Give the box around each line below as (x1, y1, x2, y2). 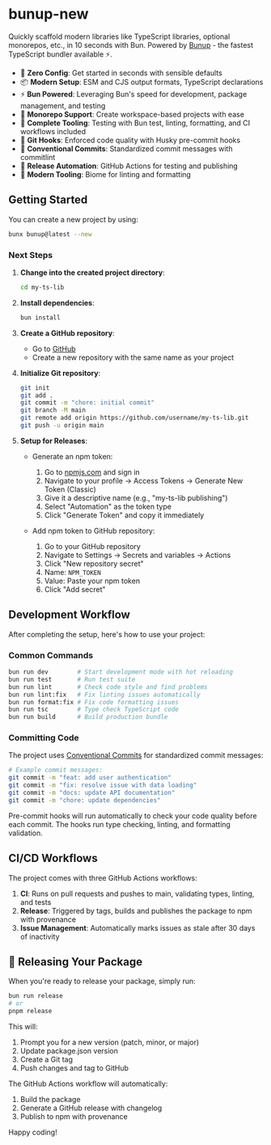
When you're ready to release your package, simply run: (8, 976, 196, 987)
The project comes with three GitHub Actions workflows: (8, 872, 198, 882)
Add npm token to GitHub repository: (32, 526, 155, 535)
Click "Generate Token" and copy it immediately (44, 510, 205, 520)
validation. (8, 828, 43, 838)
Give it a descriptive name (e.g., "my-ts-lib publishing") (44, 492, 228, 502)
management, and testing (19, 100, 106, 110)
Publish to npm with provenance (19, 1112, 128, 1122)
